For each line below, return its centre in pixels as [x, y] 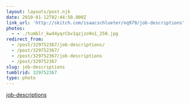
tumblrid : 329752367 [32, 73]
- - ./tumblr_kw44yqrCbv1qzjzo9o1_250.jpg [65, 34]
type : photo [21, 78]
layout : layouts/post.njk [38, 12]
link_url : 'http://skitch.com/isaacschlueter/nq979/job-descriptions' [96, 23]
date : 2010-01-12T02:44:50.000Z [46, 17]
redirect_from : [25, 39]
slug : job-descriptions [36, 67]
